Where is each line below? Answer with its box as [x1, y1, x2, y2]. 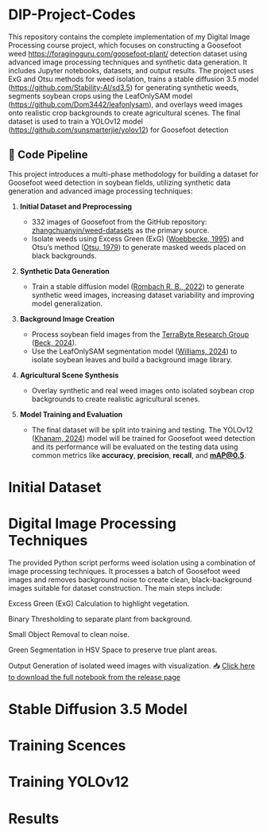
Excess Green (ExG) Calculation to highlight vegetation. [8, 599, 190, 608]
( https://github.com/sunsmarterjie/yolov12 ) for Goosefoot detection [8, 125, 229, 135]
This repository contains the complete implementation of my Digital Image [8, 32, 250, 41]
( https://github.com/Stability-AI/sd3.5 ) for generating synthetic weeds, [8, 82, 239, 92]
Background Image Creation [19, 314, 115, 323]
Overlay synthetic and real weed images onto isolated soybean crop [31, 385, 255, 395]
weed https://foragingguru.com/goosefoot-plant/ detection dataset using [8, 49, 248, 58]
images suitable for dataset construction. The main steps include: [8, 583, 222, 592]
